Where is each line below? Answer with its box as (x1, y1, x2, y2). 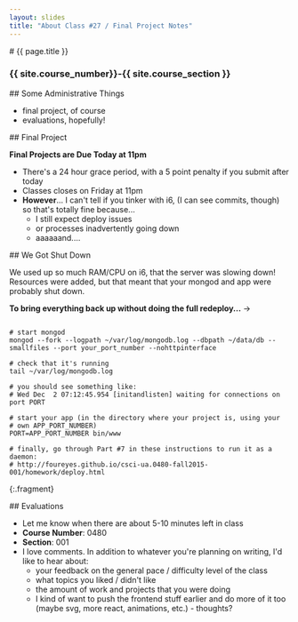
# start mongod (9, 328, 66, 337)
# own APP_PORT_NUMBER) (9, 421, 98, 430)
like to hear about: (21, 555, 89, 566)
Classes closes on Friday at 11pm (21, 185, 144, 195)
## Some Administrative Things (9, 88, 125, 99)
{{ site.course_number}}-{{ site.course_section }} (9, 68, 231, 80)
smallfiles (9, 343, 50, 352)
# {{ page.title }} (9, 45, 69, 56)
